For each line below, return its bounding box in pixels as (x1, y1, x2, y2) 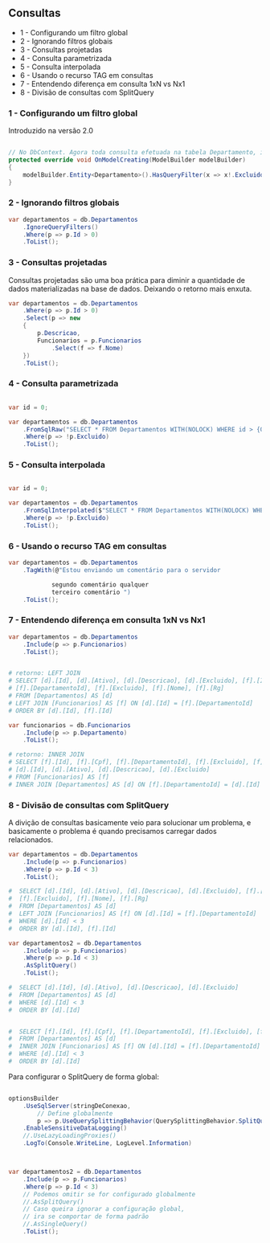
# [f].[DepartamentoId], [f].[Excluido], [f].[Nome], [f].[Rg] (8, 685, 225, 693)
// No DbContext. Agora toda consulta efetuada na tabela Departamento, (8, 149, 257, 157)
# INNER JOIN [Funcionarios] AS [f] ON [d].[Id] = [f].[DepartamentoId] (8, 1042, 261, 1051)
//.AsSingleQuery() (22, 1221, 88, 1229)
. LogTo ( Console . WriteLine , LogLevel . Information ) (22, 1139, 193, 1147)
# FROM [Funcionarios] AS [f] (8, 773, 110, 781)
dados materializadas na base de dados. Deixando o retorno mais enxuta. (8, 284, 252, 293)
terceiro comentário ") (51, 588, 131, 596)
